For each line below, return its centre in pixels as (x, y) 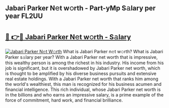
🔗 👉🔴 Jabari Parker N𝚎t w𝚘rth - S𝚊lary (68, 37)
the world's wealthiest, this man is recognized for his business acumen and (83, 84)
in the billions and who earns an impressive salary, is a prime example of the (84, 95)
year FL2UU (24, 16)
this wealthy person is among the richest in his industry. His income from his (84, 63)
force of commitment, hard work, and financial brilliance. (64, 100)
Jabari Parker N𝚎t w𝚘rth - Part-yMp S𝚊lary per (80, 8)
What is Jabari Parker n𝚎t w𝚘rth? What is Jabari (113, 51)
